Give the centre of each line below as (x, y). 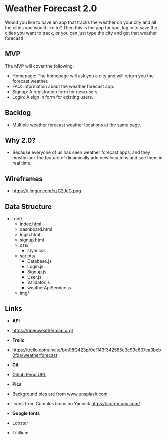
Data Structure (29, 207)
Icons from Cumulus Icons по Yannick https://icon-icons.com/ (76, 403)
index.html (30, 224)
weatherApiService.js (49, 288)
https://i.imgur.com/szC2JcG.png (47, 191)
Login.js (35, 266)
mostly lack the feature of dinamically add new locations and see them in (87, 158)
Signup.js (37, 272)
